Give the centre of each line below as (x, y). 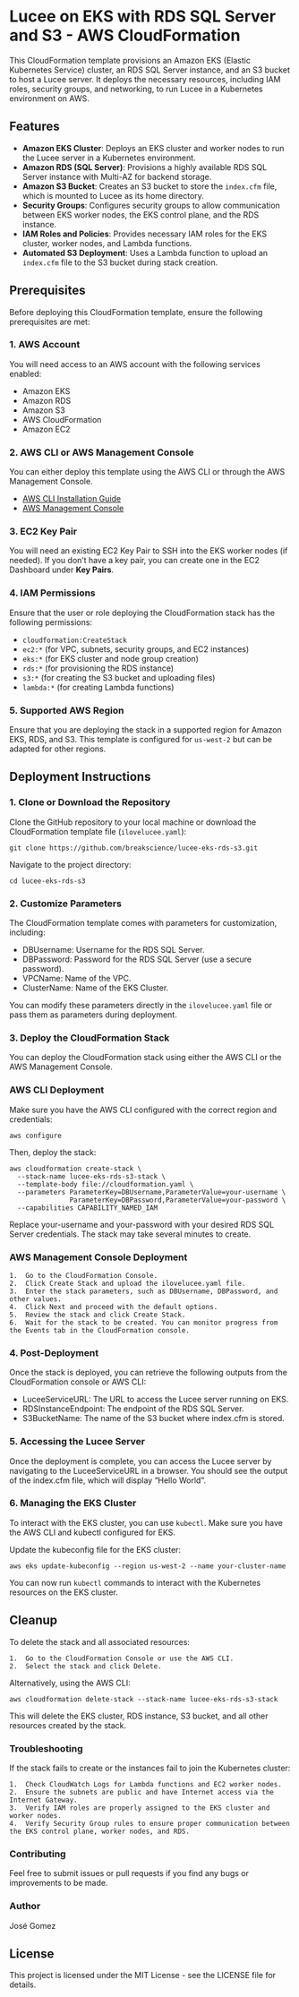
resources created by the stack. (68, 1725)
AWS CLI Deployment (57, 1090)
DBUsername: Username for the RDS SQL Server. (113, 950)
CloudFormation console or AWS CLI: (78, 1382)
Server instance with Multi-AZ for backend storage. (117, 176)
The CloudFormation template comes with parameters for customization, (143, 923)
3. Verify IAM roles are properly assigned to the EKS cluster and (140, 1808)
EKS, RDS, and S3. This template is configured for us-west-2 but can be (141, 740)
